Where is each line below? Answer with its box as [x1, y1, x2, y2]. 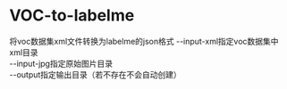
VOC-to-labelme [9, 5, 135, 26]
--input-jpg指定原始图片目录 [9, 58, 114, 69]
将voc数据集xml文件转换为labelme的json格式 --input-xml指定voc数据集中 [9, 36, 279, 46]
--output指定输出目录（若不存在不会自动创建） [9, 69, 181, 80]
